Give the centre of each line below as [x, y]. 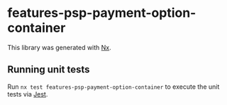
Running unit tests [49, 69]
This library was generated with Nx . [59, 47]
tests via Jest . [28, 94]
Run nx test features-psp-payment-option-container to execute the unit [113, 87]
